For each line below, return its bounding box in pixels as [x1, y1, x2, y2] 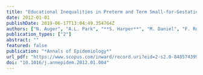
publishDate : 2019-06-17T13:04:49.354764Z [6, 20, 115, 26]
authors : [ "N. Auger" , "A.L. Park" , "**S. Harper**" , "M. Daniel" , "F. [6, 25, 190, 32]
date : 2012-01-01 [6, 15, 50, 21]
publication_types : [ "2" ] [6, 31, 71, 37]
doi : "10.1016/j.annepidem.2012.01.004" [6, 59, 110, 65]
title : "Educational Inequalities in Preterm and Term [6, 8, 147, 15]
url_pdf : [6, 54, 28, 60]
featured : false [6, 43, 47, 49]
